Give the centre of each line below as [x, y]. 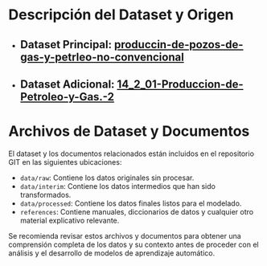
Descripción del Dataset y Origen [121, 15]
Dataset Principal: [66, 45]
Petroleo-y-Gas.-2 [67, 97]
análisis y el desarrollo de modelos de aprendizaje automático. [112, 253]
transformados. [45, 194]
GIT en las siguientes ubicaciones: [65, 162]
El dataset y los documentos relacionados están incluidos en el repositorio [131, 153]
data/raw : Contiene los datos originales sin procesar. [107, 178]
